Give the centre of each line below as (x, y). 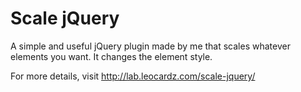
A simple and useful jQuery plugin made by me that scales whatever (150, 46)
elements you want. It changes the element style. (111, 56)
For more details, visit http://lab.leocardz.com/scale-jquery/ (133, 76)
